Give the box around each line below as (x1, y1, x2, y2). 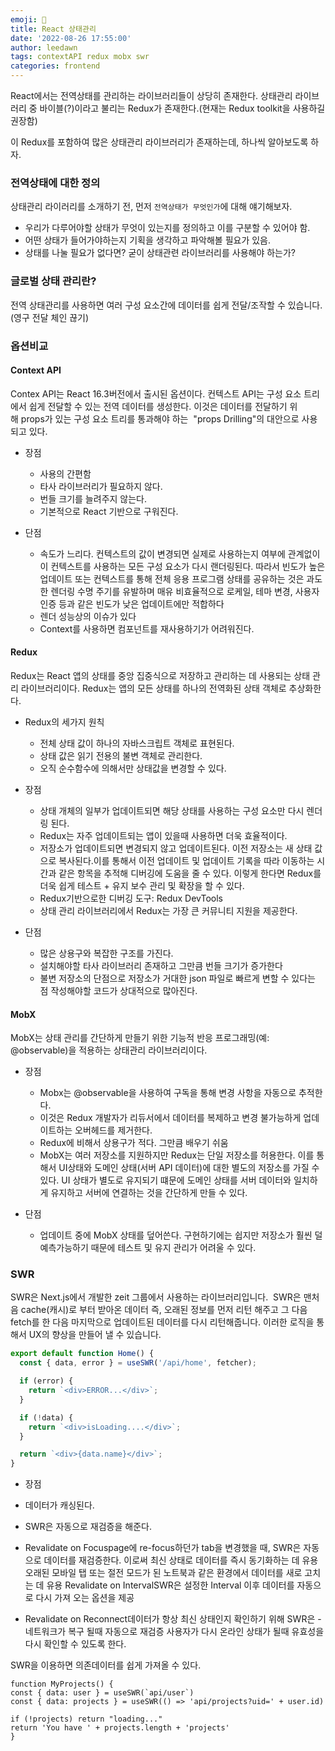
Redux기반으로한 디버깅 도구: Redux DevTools (39, 892, 223, 904)
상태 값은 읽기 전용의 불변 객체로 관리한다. (39, 749, 203, 761)
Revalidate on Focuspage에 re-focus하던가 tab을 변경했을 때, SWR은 (24, 1542, 302, 1554)
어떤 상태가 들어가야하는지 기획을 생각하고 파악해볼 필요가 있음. (24, 234, 272, 246)
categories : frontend (10, 61, 101, 71)
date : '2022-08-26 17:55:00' (10, 33, 132, 43)
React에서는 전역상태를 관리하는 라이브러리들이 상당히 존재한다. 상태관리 (10, 90, 293, 101)
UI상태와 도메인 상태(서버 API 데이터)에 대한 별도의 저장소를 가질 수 (58, 1162, 320, 1174)
